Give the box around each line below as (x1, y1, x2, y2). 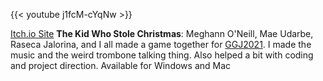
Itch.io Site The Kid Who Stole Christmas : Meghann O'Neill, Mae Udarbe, (10, 28, 314, 39)
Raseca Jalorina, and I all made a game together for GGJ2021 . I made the (10, 39, 312, 50)
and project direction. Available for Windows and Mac (10, 60, 232, 71)
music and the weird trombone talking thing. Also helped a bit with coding (10, 49, 314, 61)
